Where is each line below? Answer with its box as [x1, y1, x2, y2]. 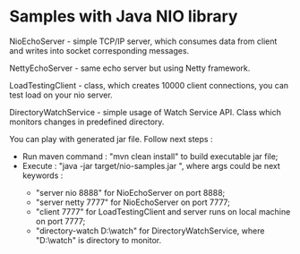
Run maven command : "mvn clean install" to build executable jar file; [21, 150, 279, 162]
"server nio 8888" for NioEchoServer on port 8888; [35, 187, 226, 198]
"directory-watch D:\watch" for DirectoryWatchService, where [35, 225, 265, 236]
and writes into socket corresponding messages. [9, 45, 190, 55]
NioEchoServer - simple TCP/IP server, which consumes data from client [9, 36, 278, 47]
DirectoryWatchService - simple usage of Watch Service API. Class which [9, 106, 282, 117]
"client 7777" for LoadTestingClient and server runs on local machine [35, 206, 291, 216]
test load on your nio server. [9, 89, 114, 100]
